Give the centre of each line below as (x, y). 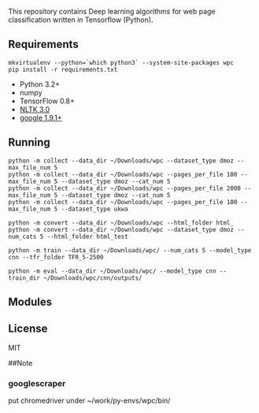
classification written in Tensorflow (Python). (81, 20)
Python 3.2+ (40, 84)
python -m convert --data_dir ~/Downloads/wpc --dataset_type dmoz (121, 229)
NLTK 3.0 (35, 109)
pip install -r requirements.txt (63, 69)
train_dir (24, 278)
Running (30, 142)
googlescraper (37, 383)
